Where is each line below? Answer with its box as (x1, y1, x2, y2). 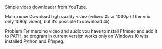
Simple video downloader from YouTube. (5, 4, 87, 10)
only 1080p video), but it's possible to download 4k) (5, 19, 110, 24)
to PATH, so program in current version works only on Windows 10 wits (5, 33, 149, 39)
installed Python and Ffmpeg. (5, 38, 65, 44)
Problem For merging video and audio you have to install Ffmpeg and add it (5, 28, 158, 33)
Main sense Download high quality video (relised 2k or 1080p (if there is (5, 14, 151, 19)
